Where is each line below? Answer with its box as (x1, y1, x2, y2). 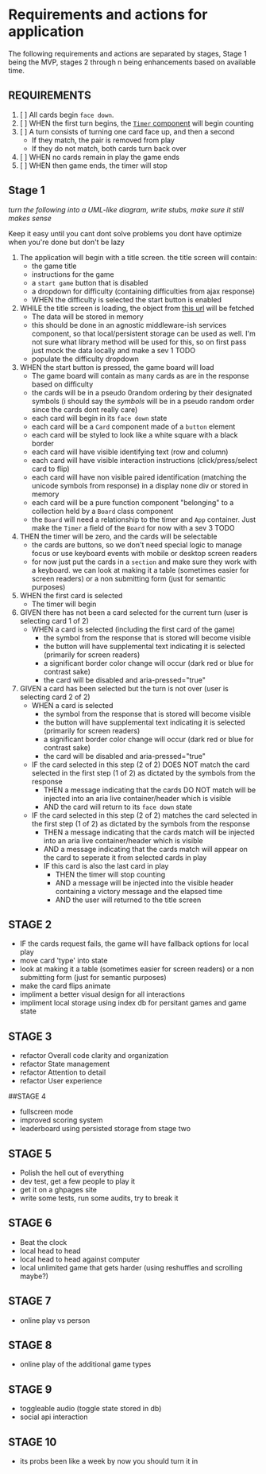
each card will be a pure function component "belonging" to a (31, 497, 234, 507)
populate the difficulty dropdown (31, 354, 139, 364)
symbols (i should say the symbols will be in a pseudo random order (31, 396, 255, 406)
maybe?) (19, 1271, 49, 1281)
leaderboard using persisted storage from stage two (19, 1124, 191, 1134)
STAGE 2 (8, 917, 52, 931)
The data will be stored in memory (31, 312, 145, 321)
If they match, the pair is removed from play (31, 135, 175, 145)
